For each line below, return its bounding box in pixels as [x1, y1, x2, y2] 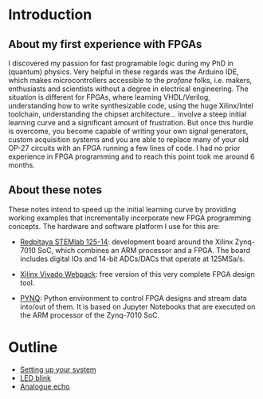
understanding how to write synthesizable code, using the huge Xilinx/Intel [8, 101, 253, 110]
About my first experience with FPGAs [8, 38, 202, 51]
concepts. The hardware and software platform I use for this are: [8, 221, 221, 231]
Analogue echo [19, 381, 70, 391]
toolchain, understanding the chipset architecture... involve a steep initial [8, 109, 247, 119]
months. [8, 160, 36, 169]
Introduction [8, 6, 92, 24]
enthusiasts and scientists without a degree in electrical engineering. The [8, 84, 249, 93]
